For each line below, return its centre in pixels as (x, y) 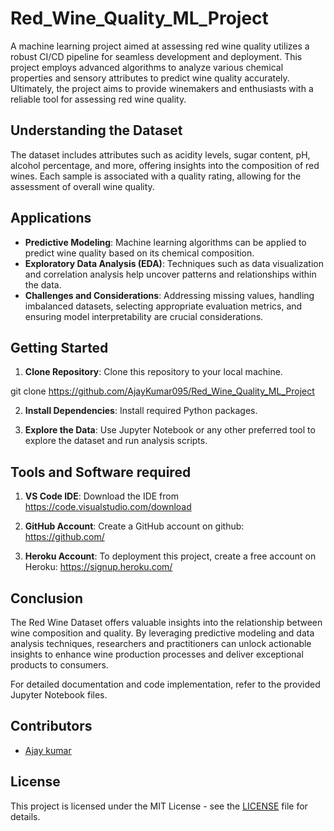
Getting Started (59, 347)
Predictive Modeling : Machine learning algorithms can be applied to (165, 242)
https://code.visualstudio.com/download (108, 507)
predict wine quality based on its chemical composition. (139, 253)
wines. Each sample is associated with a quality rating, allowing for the (156, 176)
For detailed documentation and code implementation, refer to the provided (165, 684)
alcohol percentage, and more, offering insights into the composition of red (165, 165)
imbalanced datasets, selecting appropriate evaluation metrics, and (163, 306)
